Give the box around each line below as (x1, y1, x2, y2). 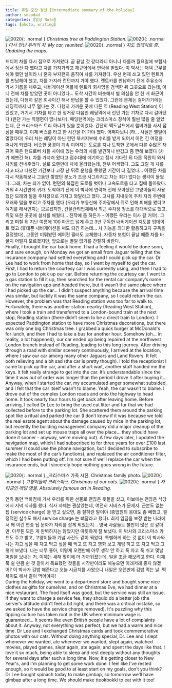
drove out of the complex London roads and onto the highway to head (5, 391, 154, 397)
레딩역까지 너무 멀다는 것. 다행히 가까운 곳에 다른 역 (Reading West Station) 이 (5, 103, 163, 109)
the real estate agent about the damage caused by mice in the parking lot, (5, 418, 162, 424)
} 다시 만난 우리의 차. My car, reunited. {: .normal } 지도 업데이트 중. (5, 42, 159, 48)
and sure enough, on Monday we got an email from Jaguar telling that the (5, 249, 161, 255)
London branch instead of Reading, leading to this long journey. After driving (5, 342, 167, 348)
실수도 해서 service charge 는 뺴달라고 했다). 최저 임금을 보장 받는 (18, 515, 152, 521)
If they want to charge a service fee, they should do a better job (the (5, 595, 150, 601)
